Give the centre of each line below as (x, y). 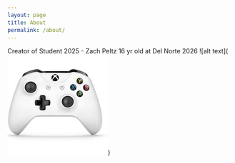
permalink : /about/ (36, 30)
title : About (27, 22)
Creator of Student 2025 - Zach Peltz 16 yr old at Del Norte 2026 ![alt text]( (118, 51)
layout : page (27, 15)
